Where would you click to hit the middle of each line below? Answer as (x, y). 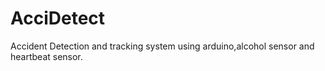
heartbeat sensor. (46, 56)
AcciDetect (58, 18)
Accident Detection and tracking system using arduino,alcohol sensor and (162, 46)
